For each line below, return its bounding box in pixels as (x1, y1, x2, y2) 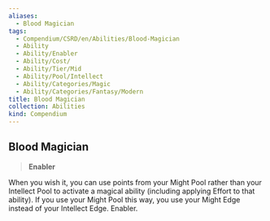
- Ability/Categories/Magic (15, 80, 111, 88)
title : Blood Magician (8, 95, 85, 103)
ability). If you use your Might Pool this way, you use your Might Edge (8, 194, 241, 204)
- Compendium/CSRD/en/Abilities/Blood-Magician (15, 34, 181, 43)
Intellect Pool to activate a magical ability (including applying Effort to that (8, 186, 255, 196)
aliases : (8, 11, 38, 20)
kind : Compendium (8, 110, 67, 119)
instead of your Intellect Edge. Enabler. (8, 203, 138, 213)
